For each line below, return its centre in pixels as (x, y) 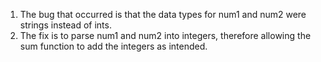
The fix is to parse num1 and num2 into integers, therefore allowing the (165, 35)
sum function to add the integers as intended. (113, 46)
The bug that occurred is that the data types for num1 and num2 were (163, 14)
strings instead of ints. (65, 25)
